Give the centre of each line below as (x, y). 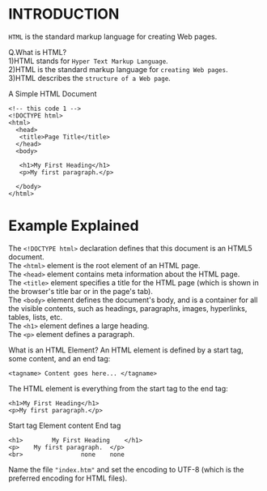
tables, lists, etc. (36, 317)
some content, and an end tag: (59, 358)
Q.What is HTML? (38, 52)
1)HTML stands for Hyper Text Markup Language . (88, 61)
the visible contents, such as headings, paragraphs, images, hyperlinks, (128, 308)
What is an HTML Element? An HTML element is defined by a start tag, (126, 350)
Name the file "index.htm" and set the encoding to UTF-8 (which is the (126, 469)
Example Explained (74, 226)
